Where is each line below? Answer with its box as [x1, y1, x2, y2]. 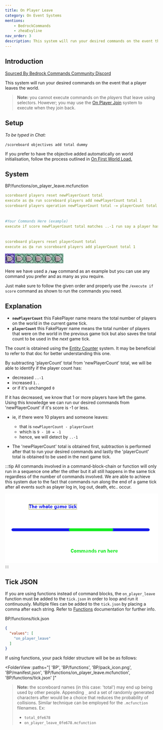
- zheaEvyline [14, 28, 42, 34]
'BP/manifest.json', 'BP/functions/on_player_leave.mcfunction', [5, 670, 130, 675]
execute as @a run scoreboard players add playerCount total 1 [5, 244, 136, 250]
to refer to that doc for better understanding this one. [5, 350, 111, 356]
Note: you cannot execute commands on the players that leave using [16, 94, 155, 100]
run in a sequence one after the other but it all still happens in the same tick [5, 468, 156, 474]
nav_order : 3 [5, 34, 32, 39]
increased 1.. [12, 379, 40, 385]
